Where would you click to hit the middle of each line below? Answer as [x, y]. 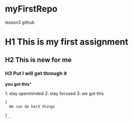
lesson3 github [20, 22]
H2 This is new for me [38, 60]
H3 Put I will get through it [36, 74]
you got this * [18, 84]
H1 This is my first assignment [67, 42]
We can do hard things [32, 107]
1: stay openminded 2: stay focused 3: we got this [54, 93]
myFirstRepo [31, 9]
